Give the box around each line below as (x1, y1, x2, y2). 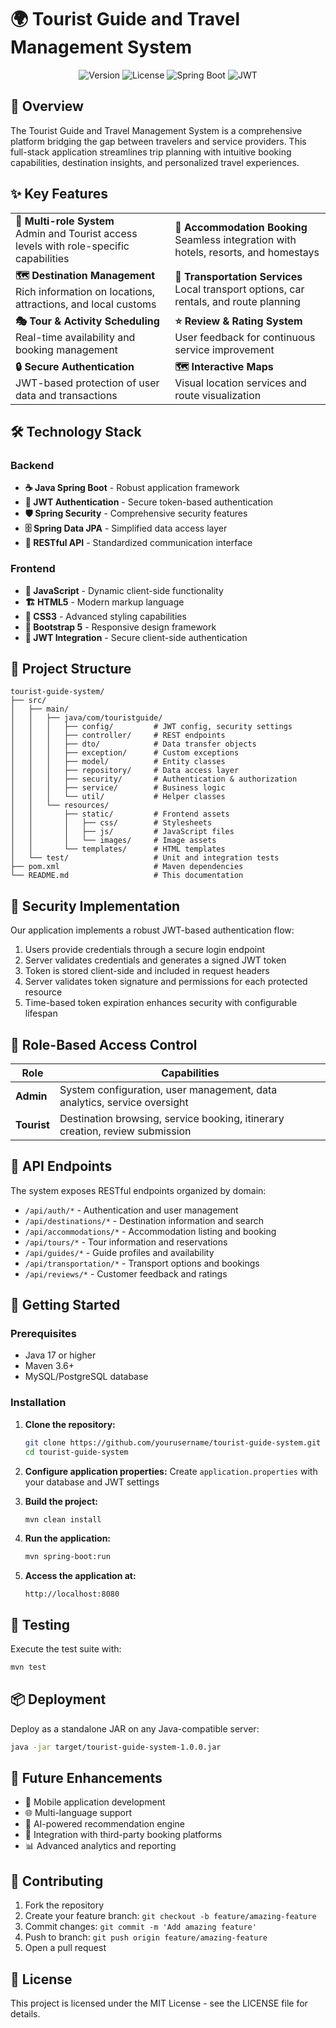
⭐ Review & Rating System (174, 314, 303, 328)
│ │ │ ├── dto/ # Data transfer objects (10, 739, 257, 750)
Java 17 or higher (24, 1349, 97, 1361)
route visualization (174, 388, 262, 402)
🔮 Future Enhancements (10, 1770, 163, 1787)
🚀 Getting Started (10, 1297, 121, 1314)
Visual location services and (174, 376, 307, 390)
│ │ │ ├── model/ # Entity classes (10, 757, 226, 767)
